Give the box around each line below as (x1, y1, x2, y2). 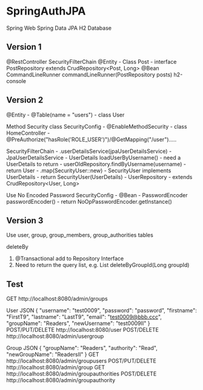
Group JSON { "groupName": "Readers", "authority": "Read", (6, 345, 158, 352)
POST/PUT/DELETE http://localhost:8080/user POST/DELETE (6, 326, 159, 334)
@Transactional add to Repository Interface (15, 255, 124, 262)
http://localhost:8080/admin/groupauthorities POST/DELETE (6, 370, 157, 377)
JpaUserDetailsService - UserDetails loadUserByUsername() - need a (6, 153, 181, 161)
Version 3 (6, 215, 44, 226)
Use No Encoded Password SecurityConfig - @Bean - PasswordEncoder (6, 191, 188, 198)
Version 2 (6, 95, 44, 106)
